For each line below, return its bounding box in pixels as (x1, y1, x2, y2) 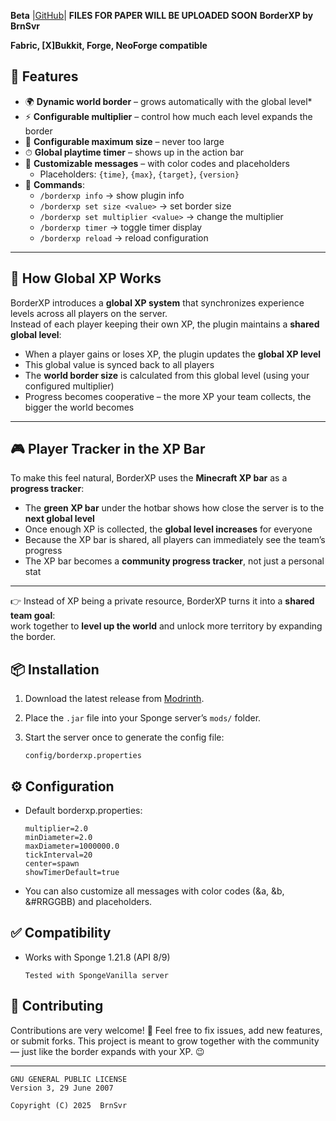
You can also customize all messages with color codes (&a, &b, (24, 885, 285, 897)
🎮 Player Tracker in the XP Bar (10, 441, 206, 458)
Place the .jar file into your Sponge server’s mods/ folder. (24, 712, 262, 724)
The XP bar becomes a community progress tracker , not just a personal (24, 555, 325, 567)
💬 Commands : (24, 178, 85, 190)
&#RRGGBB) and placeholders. (24, 896, 153, 908)
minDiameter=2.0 (24, 833, 93, 843)
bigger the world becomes (24, 401, 135, 413)
